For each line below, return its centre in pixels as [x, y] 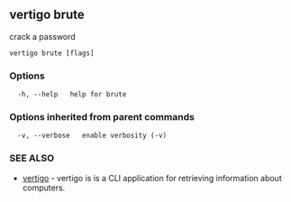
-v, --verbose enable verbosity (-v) [92, 136]
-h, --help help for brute [72, 95]
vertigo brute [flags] [52, 53]
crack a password [43, 36]
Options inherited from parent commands [102, 117]
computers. [44, 188]
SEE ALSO [32, 159]
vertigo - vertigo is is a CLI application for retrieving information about [152, 178]
